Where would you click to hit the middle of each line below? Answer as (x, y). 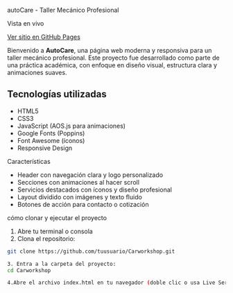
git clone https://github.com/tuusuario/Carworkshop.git (91, 251)
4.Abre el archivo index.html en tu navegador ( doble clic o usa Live (111, 283)
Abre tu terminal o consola (55, 231)
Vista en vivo (26, 23)
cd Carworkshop (29, 270)
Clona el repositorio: (46, 238)
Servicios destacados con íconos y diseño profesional (94, 190)
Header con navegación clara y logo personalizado (90, 175)
